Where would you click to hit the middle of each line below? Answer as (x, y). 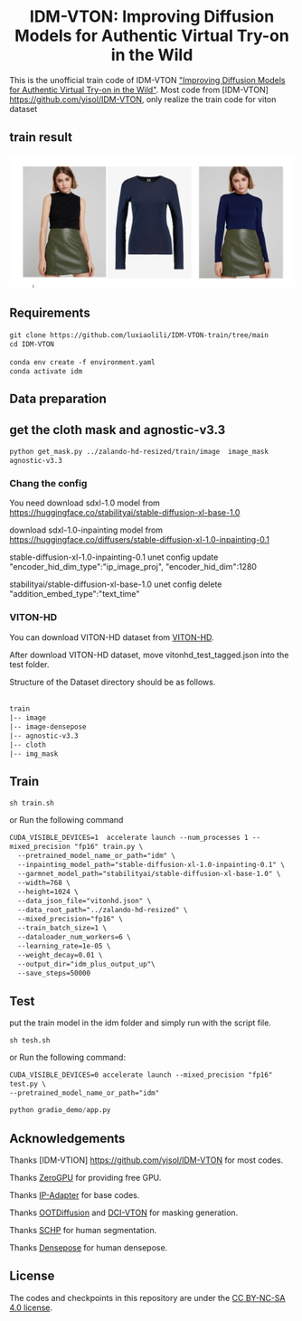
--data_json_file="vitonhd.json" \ (85, 901)
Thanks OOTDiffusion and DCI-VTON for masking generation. (124, 1212)
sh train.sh (32, 803)
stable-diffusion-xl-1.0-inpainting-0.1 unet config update (114, 557)
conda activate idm (46, 371)
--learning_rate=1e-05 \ (64, 947)
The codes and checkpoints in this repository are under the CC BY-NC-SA (147, 1297)
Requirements (50, 313)
